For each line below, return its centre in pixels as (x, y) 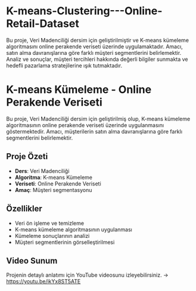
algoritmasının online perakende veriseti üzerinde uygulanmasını (85, 125)
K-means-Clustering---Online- (84, 11)
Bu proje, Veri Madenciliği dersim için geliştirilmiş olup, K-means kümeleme (98, 119)
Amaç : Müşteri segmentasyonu (53, 190)
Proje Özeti (27, 157)
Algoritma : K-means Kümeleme (54, 177)
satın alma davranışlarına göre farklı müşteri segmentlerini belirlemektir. (94, 52)
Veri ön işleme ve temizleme (49, 223)
